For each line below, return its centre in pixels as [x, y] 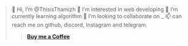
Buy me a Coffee [48, 37]
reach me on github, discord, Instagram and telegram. [79, 25]
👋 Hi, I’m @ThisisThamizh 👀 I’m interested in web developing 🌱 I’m [95, 9]
